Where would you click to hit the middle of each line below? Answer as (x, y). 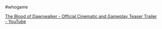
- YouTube (15, 22)
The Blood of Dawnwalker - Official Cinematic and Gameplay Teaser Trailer (81, 16)
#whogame (16, 7)
